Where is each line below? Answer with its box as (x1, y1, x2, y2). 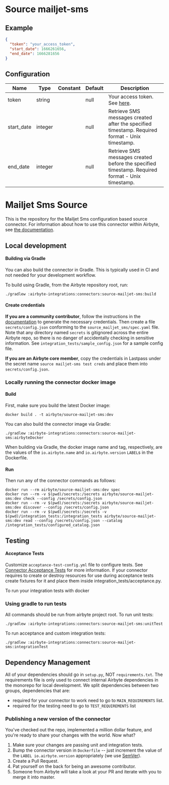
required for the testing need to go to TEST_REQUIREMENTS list (12, 703, 136, 709)
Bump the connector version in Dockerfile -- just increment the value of (12, 747, 162, 753)
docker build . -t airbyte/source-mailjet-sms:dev (5, 412, 114, 417)
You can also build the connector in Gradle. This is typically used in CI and (5, 267, 159, 273)
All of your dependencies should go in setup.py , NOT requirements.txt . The (5, 671, 163, 677)
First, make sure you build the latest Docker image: (5, 402, 111, 408)
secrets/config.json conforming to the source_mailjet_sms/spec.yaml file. (5, 324, 160, 330)
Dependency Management (5, 658, 91, 667)
